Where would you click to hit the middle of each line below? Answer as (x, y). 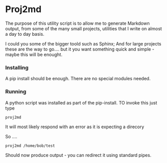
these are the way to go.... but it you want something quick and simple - (80, 49)
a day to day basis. (25, 34)
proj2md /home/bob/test (30, 146)
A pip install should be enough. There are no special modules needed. (78, 79)
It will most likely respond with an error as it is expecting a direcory (75, 127)
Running (16, 92)
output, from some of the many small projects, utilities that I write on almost (84, 28)
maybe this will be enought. (34, 55)
